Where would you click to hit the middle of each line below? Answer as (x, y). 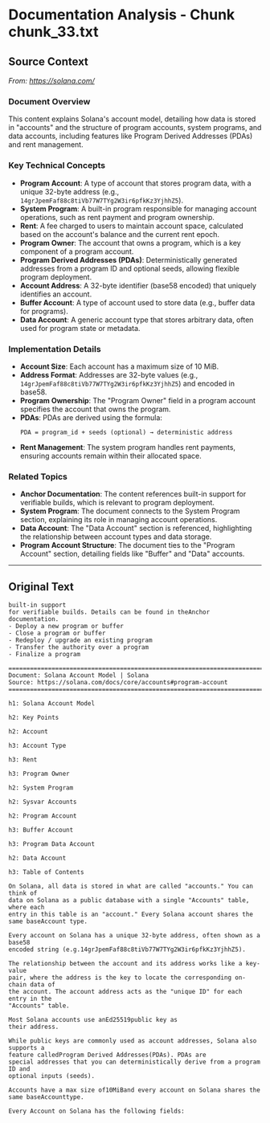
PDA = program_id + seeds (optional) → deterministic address (126, 432)
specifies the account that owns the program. (95, 409)
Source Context (48, 61)
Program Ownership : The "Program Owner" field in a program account (137, 400)
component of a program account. (77, 251)
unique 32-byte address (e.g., (69, 191)
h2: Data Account (37, 858)
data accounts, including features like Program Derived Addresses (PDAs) (131, 136)
